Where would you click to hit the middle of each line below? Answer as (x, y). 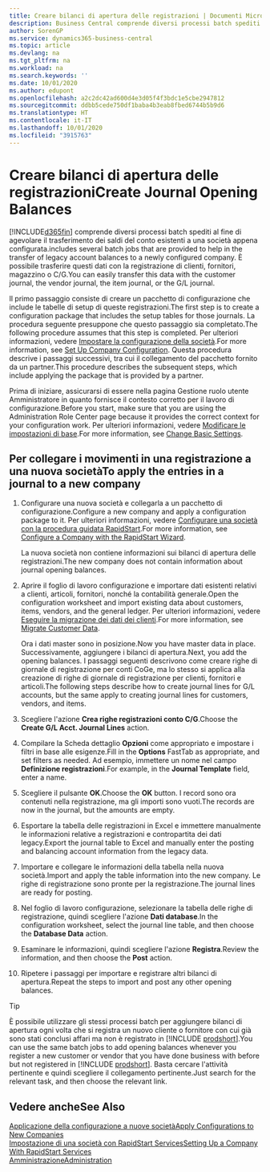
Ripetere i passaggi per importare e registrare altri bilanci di (119, 973)
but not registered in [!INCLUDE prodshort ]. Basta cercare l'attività (119, 1064)
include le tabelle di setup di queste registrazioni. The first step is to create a (134, 307)
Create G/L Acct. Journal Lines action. (85, 727)
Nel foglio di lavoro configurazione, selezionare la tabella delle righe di (137, 908)
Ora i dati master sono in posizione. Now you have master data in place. (138, 644)
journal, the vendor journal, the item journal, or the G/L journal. (112, 283)
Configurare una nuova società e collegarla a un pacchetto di (121, 503)
